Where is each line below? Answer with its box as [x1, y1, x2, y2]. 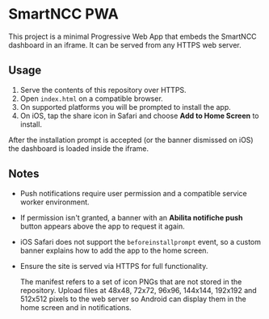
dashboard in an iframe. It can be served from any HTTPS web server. [8, 40, 242, 49]
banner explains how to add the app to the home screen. [19, 246, 208, 255]
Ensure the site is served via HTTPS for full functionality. [19, 261, 208, 271]
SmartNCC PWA [8, 5, 119, 23]
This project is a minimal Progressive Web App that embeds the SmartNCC [8, 31, 257, 41]
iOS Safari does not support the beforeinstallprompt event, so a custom [19, 237, 261, 246]
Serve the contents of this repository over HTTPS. [19, 85, 187, 94]
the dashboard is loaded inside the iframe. [8, 143, 149, 153]
